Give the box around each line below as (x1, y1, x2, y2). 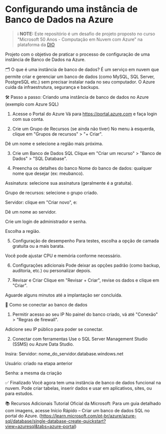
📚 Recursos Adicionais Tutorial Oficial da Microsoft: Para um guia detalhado (5, 400, 161, 406)
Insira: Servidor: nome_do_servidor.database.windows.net (5, 351, 124, 357)
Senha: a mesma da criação (5, 370, 62, 376)
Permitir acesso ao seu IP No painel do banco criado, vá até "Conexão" (12, 311, 158, 317)
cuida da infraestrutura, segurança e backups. (5, 84, 100, 90)
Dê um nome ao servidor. (5, 209, 57, 215)
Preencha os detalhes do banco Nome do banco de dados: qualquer (12, 165, 152, 171)
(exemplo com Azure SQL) (5, 101, 59, 107)
